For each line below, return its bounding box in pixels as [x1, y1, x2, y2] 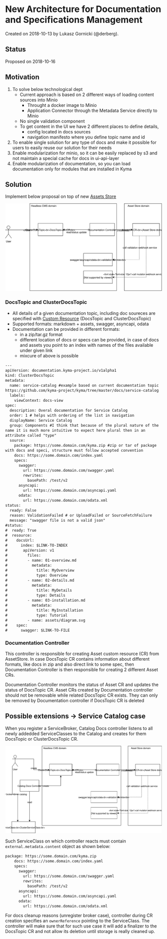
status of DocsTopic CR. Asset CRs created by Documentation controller [5, 687, 153, 693]
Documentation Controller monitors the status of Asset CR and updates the [5, 682, 159, 688]
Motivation [5, 73, 40, 81]
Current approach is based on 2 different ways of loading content [19, 91, 154, 97]
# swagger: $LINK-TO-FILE [5, 628, 70, 633]
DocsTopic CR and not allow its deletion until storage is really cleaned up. [5, 928, 156, 934]
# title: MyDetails [5, 588, 72, 593]
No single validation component [19, 118, 85, 124]
